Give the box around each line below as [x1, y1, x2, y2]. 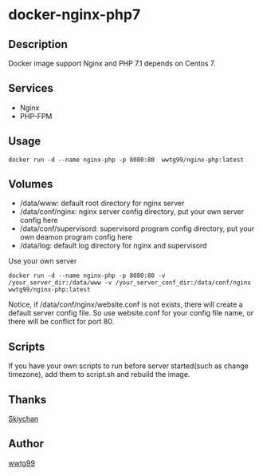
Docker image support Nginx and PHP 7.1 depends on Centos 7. [8, 58, 216, 68]
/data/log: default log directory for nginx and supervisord [19, 241, 207, 251]
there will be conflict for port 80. [8, 317, 115, 327]
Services [8, 81, 54, 95]
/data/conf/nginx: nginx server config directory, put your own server [19, 207, 245, 216]
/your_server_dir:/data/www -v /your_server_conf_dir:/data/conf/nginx [8, 279, 251, 287]
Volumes [8, 177, 53, 191]
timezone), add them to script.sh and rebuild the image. [8, 370, 190, 379]
